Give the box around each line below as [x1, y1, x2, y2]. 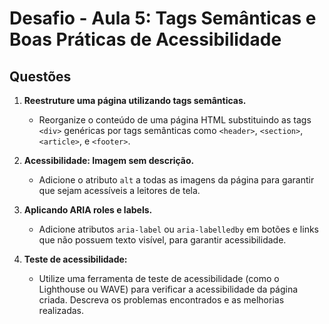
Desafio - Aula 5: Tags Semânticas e [9, 7, 317, 30]
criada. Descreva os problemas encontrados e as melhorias [38, 294, 285, 306]
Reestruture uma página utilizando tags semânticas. [23, 95, 247, 106]
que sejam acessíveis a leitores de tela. [38, 185, 201, 196]
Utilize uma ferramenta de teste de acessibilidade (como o [38, 273, 280, 284]
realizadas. [38, 305, 85, 316]
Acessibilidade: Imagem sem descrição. [23, 155, 195, 166]
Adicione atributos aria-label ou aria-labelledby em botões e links [38, 223, 319, 235]
